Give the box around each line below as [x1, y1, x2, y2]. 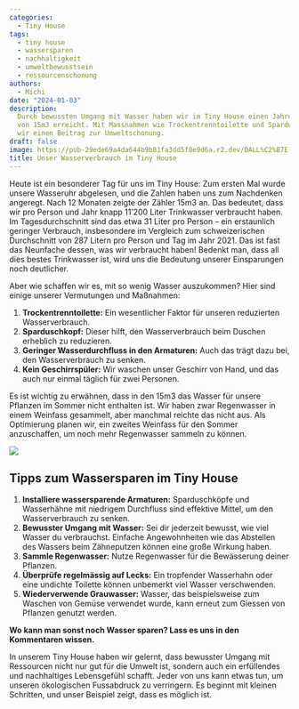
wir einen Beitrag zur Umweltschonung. [17, 129, 166, 138]
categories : [9, 12, 53, 22]
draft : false [9, 137, 58, 146]
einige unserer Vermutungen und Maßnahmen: [9, 290, 181, 301]
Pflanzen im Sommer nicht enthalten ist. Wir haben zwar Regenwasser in [9, 399, 276, 410]
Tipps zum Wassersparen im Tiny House [9, 471, 238, 486]
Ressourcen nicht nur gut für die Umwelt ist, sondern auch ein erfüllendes [9, 661, 280, 672]
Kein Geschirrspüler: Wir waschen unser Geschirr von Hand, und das [21, 364, 279, 375]
